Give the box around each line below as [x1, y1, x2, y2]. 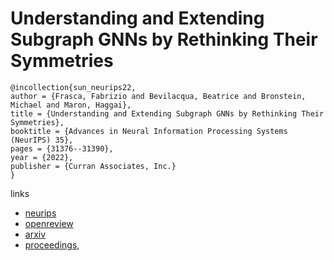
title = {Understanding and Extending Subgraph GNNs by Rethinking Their [10, 108, 325, 119]
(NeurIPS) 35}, [10, 135, 74, 145]
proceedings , [24, 238, 80, 251]
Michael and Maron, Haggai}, [10, 100, 132, 110]
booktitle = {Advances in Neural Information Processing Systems [10, 126, 288, 136]
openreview [24, 217, 74, 229]
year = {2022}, [10, 152, 74, 162]
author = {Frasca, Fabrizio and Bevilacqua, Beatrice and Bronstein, [10, 91, 307, 101]
